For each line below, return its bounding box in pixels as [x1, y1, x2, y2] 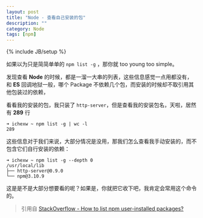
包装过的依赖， [11, 88, 49, 96]
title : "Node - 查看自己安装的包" [6, 15, 86, 21]
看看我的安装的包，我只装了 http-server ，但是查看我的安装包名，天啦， [6, 101, 186, 109]
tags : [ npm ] [6, 31, 36, 38]
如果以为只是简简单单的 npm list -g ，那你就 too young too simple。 [6, 61, 178, 68]
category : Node [6, 25, 45, 32]
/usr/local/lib [6, 163, 45, 169]
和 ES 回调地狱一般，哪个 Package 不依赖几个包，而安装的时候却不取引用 [6, 81, 189, 88]
